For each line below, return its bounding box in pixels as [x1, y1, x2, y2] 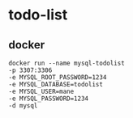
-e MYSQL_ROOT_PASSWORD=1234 [8, 74, 107, 82]
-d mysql [8, 102, 38, 110]
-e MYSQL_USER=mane [8, 87, 75, 95]
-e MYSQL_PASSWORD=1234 [8, 95, 89, 103]
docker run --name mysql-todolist [8, 59, 126, 67]
